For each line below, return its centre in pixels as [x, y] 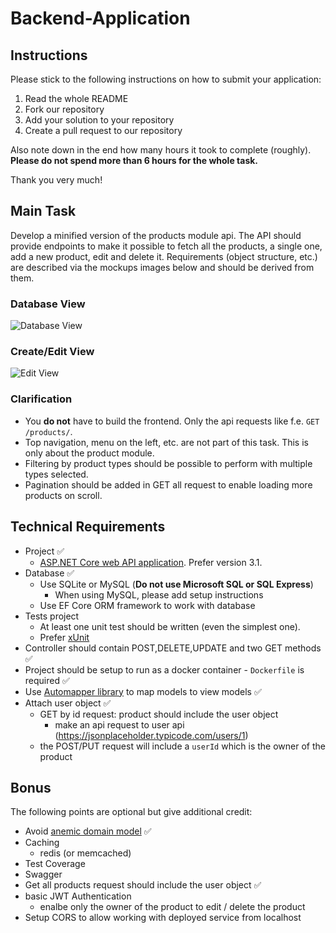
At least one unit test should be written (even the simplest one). [170, 626]
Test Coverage [55, 864]
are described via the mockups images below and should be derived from [162, 267]
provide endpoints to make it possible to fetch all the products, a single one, [166, 246]
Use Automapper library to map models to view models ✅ [143, 691]
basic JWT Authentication [78, 896]
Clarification [41, 399]
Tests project [52, 616]
